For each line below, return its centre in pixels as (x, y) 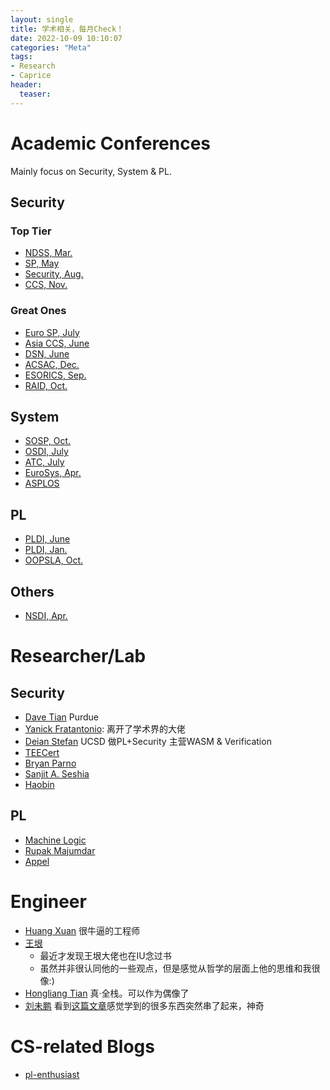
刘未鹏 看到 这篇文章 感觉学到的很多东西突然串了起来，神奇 (144, 1005)
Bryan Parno (50, 763)
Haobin (39, 784)
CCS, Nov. (46, 285)
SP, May (42, 263)
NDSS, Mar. (48, 253)
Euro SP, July (52, 332)
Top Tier (31, 231)
